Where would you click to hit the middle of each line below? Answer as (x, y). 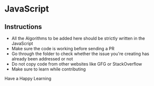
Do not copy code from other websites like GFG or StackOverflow (77, 64)
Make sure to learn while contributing (49, 69)
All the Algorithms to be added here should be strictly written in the (78, 38)
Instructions (23, 27)
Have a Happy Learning (28, 79)
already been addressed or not (42, 59)
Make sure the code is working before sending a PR (63, 49)
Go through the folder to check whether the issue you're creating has (80, 54)
